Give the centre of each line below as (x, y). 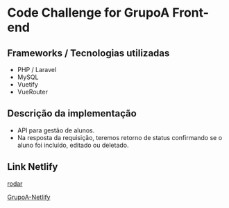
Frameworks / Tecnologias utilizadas (88, 53)
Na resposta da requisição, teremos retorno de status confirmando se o (120, 137)
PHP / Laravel (37, 70)
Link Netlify (33, 167)
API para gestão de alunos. (56, 130)
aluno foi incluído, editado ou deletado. (73, 145)
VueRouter (33, 92)
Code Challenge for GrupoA (88, 13)
